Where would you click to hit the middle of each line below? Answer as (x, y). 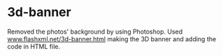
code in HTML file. (34, 46)
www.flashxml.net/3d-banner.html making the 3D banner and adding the (112, 38)
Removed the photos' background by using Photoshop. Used (95, 31)
